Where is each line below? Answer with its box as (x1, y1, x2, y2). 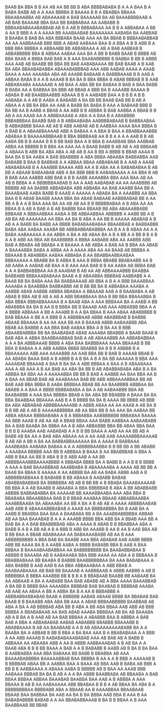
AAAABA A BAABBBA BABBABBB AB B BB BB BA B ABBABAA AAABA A (5, 283, 149, 289)
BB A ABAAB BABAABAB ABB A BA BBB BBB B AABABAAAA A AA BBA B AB (5, 170, 158, 175)
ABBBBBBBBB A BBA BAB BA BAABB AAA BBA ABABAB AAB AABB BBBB (5, 537, 152, 542)
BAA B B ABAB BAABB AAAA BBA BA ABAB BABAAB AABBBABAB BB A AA (5, 196, 156, 201)
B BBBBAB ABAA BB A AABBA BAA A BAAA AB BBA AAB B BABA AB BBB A (5, 661, 157, 666)
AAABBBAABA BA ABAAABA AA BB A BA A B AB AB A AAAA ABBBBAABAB (5, 501, 157, 506)
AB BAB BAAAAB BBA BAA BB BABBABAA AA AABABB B (5, 19, 120, 25)
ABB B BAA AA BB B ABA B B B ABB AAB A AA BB (5, 454, 106, 459)
